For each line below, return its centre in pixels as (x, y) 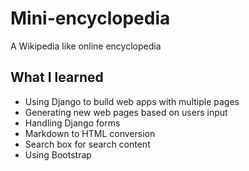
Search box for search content (87, 144)
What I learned (57, 77)
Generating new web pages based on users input (126, 112)
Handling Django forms (72, 123)
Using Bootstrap (58, 154)
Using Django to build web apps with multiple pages (132, 101)
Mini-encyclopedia (90, 18)
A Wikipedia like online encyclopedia (86, 46)
